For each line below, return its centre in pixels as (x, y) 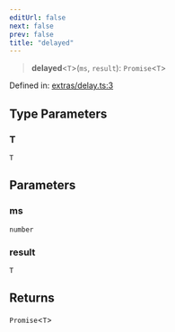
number (22, 230)
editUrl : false (38, 17)
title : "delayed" (42, 43)
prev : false (31, 34)
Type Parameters (58, 114)
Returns (32, 298)
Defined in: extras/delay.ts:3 (61, 85)
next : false (31, 26)
